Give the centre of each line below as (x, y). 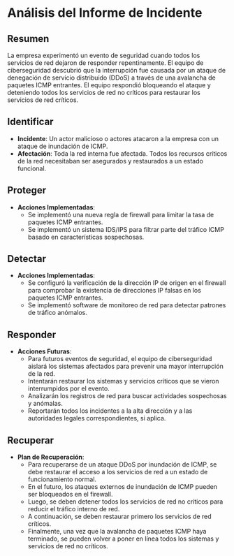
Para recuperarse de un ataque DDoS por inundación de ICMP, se (122, 464)
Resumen (28, 39)
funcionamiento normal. (62, 479)
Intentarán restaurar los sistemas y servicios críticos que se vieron (123, 381)
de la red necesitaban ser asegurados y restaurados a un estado (110, 161)
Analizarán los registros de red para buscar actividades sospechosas (127, 396)
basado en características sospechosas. (86, 237)
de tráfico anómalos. (57, 313)
